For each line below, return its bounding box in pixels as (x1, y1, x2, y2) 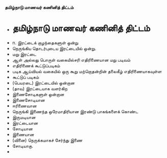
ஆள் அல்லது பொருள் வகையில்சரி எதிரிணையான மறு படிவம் (12, 57, 131, 63)
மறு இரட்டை (12, 51, 37, 57)
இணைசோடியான (12, 97, 45, 103)
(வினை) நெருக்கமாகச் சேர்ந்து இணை (12, 137, 83, 143)
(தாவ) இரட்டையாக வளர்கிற (12, 85, 67, 91)
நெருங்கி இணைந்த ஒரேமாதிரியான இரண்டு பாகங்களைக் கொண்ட (12, 108, 138, 114)
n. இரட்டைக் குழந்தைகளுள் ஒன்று (12, 39, 79, 45)
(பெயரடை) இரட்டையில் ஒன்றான (12, 80, 75, 86)
